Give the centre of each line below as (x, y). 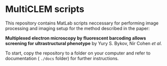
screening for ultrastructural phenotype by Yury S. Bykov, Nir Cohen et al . (84, 43)
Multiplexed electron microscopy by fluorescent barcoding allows (76, 38)
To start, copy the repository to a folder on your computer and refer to (78, 53)
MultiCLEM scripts (45, 9)
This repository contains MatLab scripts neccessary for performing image (82, 23)
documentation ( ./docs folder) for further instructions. (62, 58)
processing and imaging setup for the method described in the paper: (77, 28)
